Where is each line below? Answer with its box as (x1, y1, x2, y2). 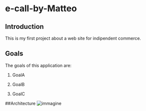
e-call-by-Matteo (5, 3, 77, 14)
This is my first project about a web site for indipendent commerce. (5, 35, 141, 41)
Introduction (5, 22, 44, 31)
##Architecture (5, 100, 36, 106)
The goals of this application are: (5, 62, 72, 68)
